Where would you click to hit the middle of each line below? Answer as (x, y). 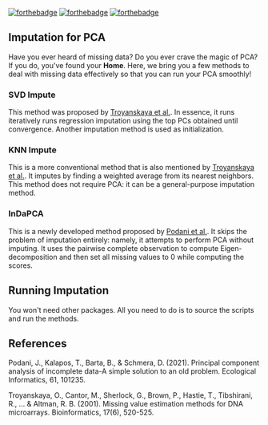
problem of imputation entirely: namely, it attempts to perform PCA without (131, 240)
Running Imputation (59, 291)
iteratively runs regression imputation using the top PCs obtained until (123, 121)
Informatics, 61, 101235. (47, 380)
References (38, 344)
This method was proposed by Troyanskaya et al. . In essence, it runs (122, 112)
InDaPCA (26, 214)
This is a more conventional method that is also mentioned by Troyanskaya (131, 168)
